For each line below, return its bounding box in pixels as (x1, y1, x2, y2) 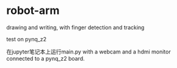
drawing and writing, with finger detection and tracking (6, 24, 145, 31)
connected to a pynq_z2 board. (6, 55, 85, 62)
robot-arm (6, 4, 60, 18)
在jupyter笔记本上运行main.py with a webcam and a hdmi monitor (6, 48, 171, 55)
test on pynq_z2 (6, 35, 47, 42)
